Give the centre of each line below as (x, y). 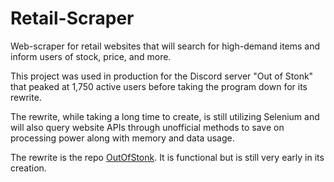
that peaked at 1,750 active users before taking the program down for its (159, 86)
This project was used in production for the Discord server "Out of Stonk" (162, 76)
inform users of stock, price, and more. (91, 56)
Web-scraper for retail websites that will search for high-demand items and (165, 46)
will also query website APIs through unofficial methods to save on (147, 127)
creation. (28, 168)
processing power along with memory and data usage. (122, 138)
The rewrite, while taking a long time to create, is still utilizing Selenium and (165, 116)
